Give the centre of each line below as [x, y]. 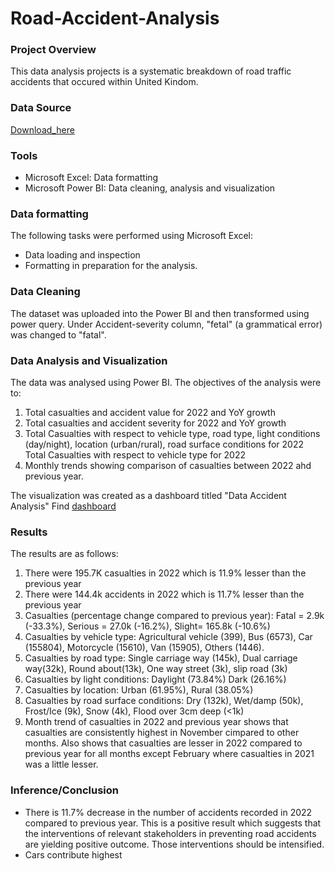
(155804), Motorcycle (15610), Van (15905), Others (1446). [144, 648]
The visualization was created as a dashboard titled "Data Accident [148, 495]
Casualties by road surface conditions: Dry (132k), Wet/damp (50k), [164, 701]
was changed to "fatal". [58, 334]
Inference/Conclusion [64, 790]
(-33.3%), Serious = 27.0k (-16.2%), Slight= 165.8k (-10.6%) [147, 626]
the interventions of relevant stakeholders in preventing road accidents [170, 833]
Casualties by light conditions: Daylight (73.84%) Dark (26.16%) [155, 679]
